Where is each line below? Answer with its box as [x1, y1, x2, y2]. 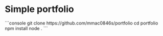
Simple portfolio [5, 3, 75, 15]
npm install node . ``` [5, 25, 48, 31]
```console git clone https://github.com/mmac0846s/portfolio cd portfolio [5, 20, 158, 26]
